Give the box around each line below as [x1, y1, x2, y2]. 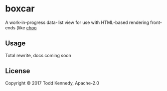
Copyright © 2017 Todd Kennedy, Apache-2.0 [5, 80, 100, 86]
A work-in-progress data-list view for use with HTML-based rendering [5, 19, 150, 25]
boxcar [5, 3, 35, 14]
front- [150, 19, 162, 25]
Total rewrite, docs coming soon [5, 52, 71, 58]
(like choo [16, 24, 37, 30]
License [5, 67, 30, 75]
